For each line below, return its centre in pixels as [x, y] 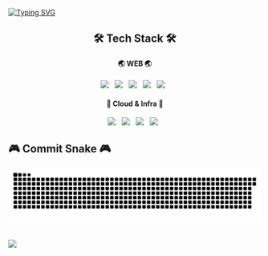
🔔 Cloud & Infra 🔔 [135, 104]
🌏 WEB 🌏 [135, 63]
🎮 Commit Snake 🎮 [60, 149]
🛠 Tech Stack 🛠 [135, 39]
